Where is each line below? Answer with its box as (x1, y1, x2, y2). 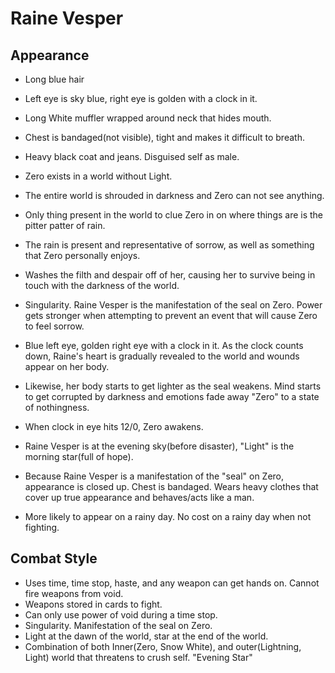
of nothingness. (24, 402, 90, 413)
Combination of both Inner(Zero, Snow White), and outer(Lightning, (24, 640, 302, 652)
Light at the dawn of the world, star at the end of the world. (24, 630, 269, 642)
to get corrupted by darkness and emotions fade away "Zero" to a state (24, 391, 320, 402)
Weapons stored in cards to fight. (24, 598, 163, 610)
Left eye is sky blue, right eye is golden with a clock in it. (24, 93, 258, 104)
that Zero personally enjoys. (24, 250, 141, 261)
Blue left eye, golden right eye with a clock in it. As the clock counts (24, 340, 304, 351)
